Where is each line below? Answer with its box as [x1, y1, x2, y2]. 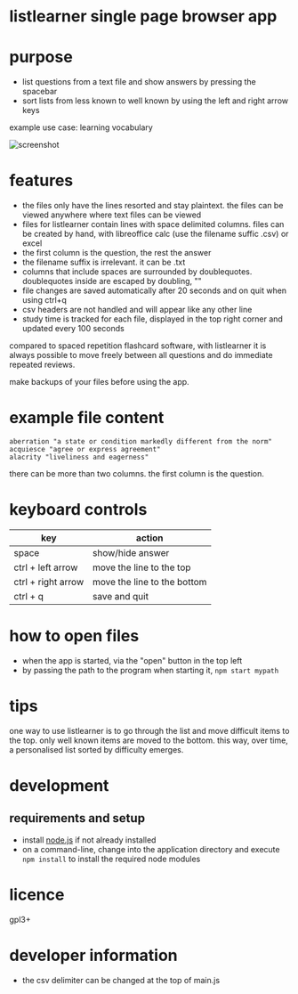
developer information [9, 945, 178, 965]
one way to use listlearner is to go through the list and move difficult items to [9, 725, 290, 736]
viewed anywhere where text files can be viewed [21, 209, 202, 220]
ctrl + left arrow [13, 561, 78, 574]
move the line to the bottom [92, 575, 207, 588]
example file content [9, 408, 165, 428]
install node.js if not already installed [21, 835, 157, 845]
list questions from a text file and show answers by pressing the [21, 77, 256, 87]
